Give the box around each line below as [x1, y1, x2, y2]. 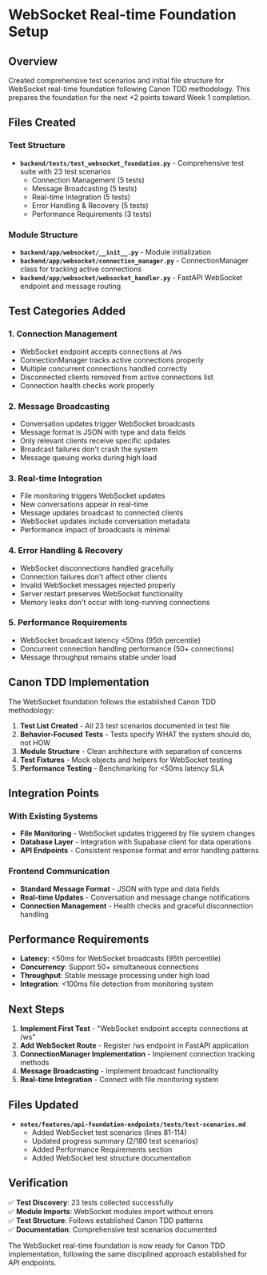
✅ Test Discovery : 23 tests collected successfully [8, 1197, 173, 1207]
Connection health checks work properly [19, 380, 155, 390]
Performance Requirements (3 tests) [31, 209, 152, 219]
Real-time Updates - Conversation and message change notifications [19, 892, 250, 902]
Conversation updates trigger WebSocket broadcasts [19, 419, 196, 428]
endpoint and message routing [19, 281, 122, 291]
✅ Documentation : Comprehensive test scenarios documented [8, 1225, 217, 1234]
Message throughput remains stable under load [19, 652, 177, 662]
